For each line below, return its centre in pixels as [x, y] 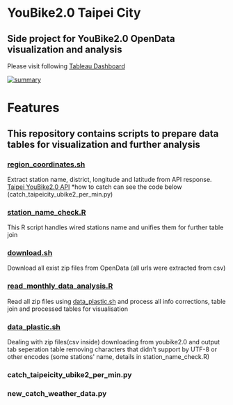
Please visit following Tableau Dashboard [66, 66]
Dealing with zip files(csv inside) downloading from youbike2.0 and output [114, 342]
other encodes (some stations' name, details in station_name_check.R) [109, 357]
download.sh [30, 253]
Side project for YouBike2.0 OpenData [91, 39]
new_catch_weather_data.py [57, 393]
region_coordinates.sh [46, 164]
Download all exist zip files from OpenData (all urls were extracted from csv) [116, 268]
